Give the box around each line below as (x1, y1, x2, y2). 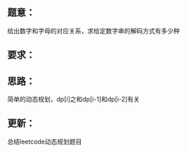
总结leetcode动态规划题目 (7, 137, 82, 146)
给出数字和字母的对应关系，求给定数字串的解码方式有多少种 (7, 27, 180, 35)
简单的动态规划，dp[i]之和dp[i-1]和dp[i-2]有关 (7, 95, 140, 104)
